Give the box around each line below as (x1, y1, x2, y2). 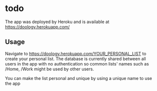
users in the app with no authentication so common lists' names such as (5, 61, 149, 66)
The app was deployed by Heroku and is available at (5, 19, 110, 25)
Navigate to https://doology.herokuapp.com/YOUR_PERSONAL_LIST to (5, 51, 146, 56)
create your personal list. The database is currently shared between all (5, 56, 146, 62)
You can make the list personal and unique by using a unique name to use (5, 75, 153, 81)
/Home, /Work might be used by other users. (5, 66, 94, 72)
